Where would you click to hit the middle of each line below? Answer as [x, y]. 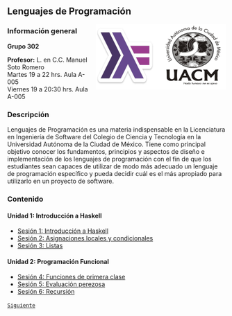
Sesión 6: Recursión [46, 292]
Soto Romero [26, 67]
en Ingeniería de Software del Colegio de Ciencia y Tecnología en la [104, 137]
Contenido [25, 199]
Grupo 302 [23, 46]
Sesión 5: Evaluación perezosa [61, 284]
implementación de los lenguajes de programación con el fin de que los [109, 159]
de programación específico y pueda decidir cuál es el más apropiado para [115, 173]
